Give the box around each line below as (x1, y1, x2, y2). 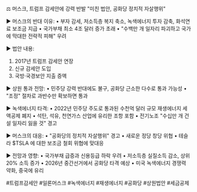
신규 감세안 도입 (14, 65, 51, 72)
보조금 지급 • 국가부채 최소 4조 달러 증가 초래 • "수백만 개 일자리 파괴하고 (12, 25, 181, 32)
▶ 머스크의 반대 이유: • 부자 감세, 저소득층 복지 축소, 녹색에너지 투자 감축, (6, 18, 175, 25)
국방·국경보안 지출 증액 (14, 73, 67, 79)
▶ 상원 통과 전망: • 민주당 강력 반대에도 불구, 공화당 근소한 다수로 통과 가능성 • (6, 85, 187, 92)
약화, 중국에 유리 (6, 167, 44, 174)
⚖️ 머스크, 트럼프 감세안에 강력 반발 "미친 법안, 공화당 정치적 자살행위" (6, 5, 166, 12)
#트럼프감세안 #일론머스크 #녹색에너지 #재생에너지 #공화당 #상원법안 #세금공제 (6, 180, 189, 186)
